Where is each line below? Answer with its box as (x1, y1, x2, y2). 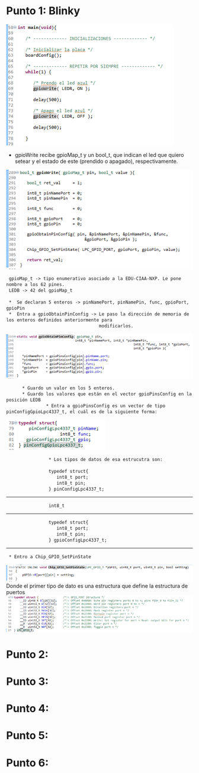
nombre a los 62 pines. (6, 281, 65, 288)
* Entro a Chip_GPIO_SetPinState (8, 554, 92, 560)
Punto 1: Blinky (6, 4, 81, 18)
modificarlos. (98, 323, 134, 329)
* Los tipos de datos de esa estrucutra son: (48, 457, 163, 463)
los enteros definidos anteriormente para (6, 317, 113, 323)
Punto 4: (6, 702, 49, 716)
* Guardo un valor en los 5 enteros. (21, 385, 115, 391)
